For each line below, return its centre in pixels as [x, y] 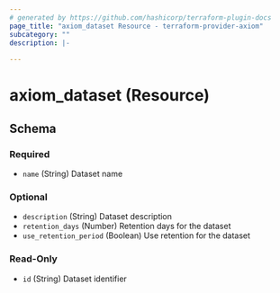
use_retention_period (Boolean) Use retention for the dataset [136, 235]
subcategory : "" [40, 34]
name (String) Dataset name [72, 173]
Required [30, 154]
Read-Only [34, 259]
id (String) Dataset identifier [75, 279]
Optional [28, 197]
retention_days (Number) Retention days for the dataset [126, 226]
